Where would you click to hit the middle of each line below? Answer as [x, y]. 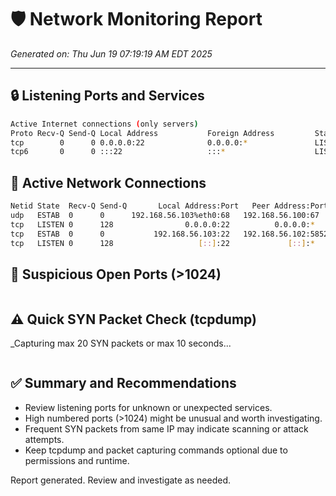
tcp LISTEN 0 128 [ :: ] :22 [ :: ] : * [162, 243]
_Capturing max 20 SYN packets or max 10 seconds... [121, 343]
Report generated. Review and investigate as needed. [120, 480]
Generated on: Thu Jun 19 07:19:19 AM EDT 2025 [111, 53]
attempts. [44, 439]
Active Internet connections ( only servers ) [104, 124]
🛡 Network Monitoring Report [136, 19]
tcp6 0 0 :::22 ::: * [118, 152]
